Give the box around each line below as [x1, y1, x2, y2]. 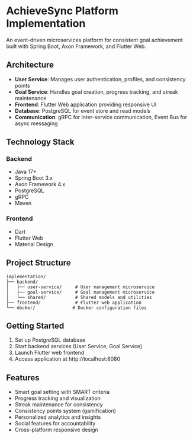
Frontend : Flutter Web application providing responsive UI [14, 101, 157, 108]
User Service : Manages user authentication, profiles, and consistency [14, 75, 186, 82]
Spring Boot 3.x [14, 174, 53, 182]
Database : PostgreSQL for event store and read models [14, 107, 151, 114]
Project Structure [6, 258, 71, 268]
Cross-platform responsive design [14, 426, 99, 434]
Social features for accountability [14, 420, 96, 427]
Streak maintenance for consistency [14, 401, 103, 408]
